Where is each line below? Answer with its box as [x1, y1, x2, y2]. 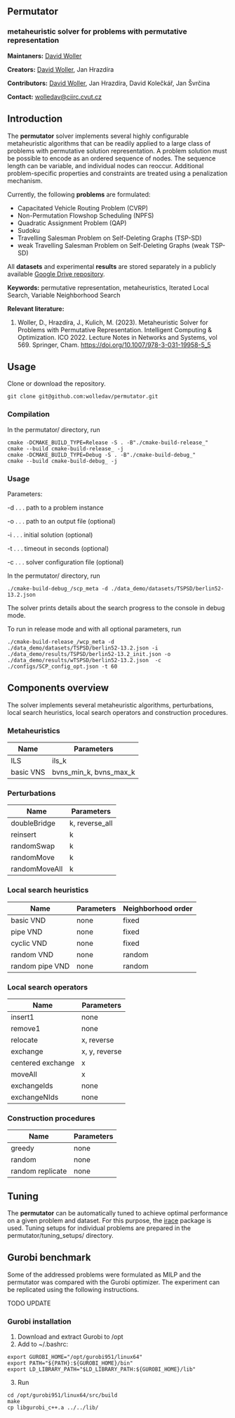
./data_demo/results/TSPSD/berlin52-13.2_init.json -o [7, 650, 171, 657]
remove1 [11, 1023, 41, 1033]
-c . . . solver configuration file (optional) [7, 557, 124, 566]
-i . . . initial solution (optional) [7, 531, 93, 539]
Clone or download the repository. [7, 379, 107, 388]
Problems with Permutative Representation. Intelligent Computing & [17, 325, 213, 334]
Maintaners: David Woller [7, 51, 82, 60]
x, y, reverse [81, 1046, 122, 1056]
